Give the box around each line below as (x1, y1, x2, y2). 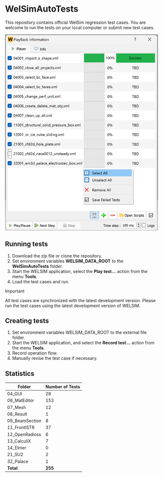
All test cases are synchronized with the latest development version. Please (5, 297, 156, 303)
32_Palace (7, 458, 29, 464)
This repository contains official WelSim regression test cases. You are (5, 19, 146, 25)
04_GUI (7, 391, 22, 397)
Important (5, 288, 25, 294)
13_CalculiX (7, 438, 32, 444)
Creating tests (5, 317, 49, 325)
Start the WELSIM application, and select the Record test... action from (12, 340, 155, 346)
